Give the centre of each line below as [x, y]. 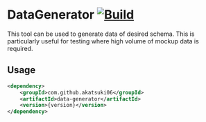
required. [20, 48]
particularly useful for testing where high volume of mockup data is [103, 41]
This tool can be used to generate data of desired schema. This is [101, 34]
